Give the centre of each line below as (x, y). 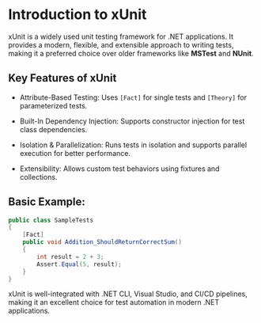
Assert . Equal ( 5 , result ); (79, 264)
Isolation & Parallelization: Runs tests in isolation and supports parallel (133, 145)
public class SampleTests (51, 220)
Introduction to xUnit (78, 15)
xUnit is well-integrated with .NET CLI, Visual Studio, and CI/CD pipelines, (128, 294)
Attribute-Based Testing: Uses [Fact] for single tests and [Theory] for (133, 97)
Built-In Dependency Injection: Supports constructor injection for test (132, 121)
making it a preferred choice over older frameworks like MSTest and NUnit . (131, 53)
